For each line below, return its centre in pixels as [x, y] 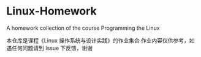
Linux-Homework [51, 11]
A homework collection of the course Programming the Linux [83, 28]
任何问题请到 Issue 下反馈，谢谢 [52, 48]
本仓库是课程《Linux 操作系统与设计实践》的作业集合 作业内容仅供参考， [98, 40]
